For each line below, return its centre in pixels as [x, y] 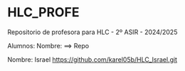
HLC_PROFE [43, 12]
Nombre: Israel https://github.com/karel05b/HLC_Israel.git [92, 59]
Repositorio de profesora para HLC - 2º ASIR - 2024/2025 [92, 32]
